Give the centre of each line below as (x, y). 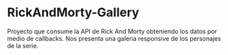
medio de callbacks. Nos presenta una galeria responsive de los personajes (114, 38)
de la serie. (23, 45)
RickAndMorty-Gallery (73, 13)
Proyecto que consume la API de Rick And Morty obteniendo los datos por (112, 31)
